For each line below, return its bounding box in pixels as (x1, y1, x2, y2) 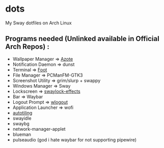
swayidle (12, 115, 32, 121)
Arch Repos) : (5, 43, 49, 51)
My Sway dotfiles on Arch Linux (5, 20, 72, 26)
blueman (12, 131, 32, 137)
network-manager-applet (12, 126, 66, 132)
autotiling (12, 109, 33, 116)
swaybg (12, 120, 30, 127)
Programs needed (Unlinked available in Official (5, 34, 159, 43)
